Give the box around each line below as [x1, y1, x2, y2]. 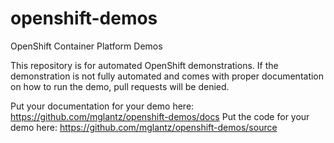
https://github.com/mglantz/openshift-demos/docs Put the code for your [10, 110, 310, 122]
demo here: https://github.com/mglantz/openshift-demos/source [10, 121, 278, 133]
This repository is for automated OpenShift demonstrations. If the [10, 59, 279, 71]
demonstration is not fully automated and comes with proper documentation [10, 70, 325, 82]
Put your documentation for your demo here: [10, 100, 195, 112]
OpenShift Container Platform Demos [10, 40, 163, 52]
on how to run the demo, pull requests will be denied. [10, 80, 230, 92]
